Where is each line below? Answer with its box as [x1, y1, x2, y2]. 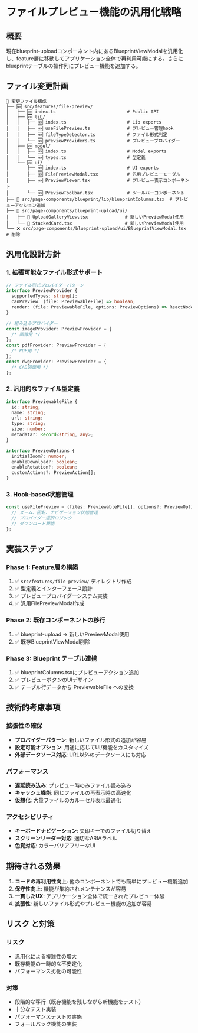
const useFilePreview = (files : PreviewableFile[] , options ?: [6, 504, 162, 510]
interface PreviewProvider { [6, 288, 78, 294]
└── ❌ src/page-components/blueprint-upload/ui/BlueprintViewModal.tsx [6, 225, 187, 231]
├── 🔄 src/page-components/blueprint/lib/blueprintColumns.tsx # [6, 196, 173, 202]
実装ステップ [6, 544, 53, 554]
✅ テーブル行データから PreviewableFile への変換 [14, 684, 134, 690]
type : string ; [11, 421, 46, 427]
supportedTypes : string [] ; [11, 293, 78, 299]
